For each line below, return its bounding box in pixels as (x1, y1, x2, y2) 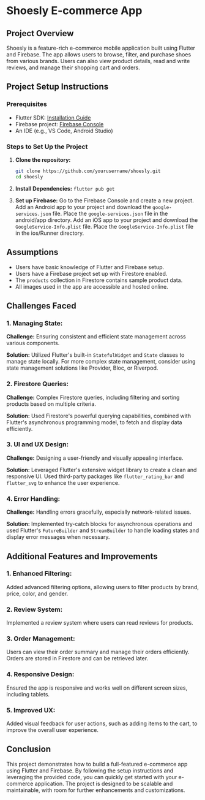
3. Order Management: (6, 634, 75, 643)
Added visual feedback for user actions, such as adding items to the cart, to (6, 720, 198, 727)
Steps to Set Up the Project (6, 142, 88, 151)
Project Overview (6, 28, 74, 39)
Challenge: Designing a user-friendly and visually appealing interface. (6, 454, 184, 462)
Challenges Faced (6, 300, 76, 311)
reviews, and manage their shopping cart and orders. (6, 64, 141, 71)
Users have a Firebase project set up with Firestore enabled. (15, 270, 168, 277)
